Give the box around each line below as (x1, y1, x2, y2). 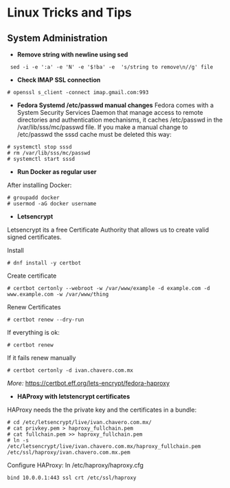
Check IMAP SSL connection (16, 76, 101, 84)
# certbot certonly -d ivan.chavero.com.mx (7, 367, 134, 374)
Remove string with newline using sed (16, 50, 128, 58)
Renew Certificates (7, 303, 61, 311)
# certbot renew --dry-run (7, 316, 84, 323)
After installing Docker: (7, 181, 72, 189)
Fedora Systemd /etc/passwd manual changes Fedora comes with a (16, 101, 214, 109)
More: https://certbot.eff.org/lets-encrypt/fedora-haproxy (7, 379, 170, 387)
